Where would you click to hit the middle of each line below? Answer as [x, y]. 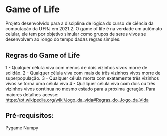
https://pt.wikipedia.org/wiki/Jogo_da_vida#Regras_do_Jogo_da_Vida [77, 100]
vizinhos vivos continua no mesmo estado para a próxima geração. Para [80, 89]
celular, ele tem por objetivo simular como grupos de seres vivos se [76, 34]
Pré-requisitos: [30, 116]
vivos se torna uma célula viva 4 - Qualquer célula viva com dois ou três [80, 83]
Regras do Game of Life [43, 55]
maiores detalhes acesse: [32, 94]
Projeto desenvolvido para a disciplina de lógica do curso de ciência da [79, 23]
